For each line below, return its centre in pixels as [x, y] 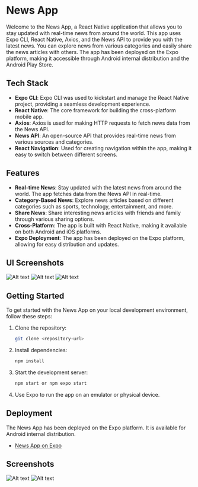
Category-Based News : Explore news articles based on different [94, 200]
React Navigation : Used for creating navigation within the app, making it [103, 148]
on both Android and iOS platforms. [58, 232]
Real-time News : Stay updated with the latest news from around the [98, 187]
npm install [29, 361]
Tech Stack [27, 83]
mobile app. [29, 116]
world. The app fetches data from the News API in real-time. [88, 194]
